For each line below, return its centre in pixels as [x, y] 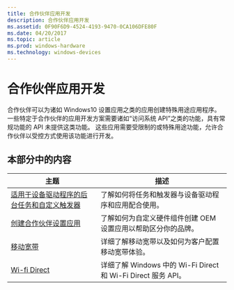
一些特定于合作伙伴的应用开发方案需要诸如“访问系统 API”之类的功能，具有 [113, 118]
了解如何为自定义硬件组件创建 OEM [158, 218]
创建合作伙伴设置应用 [46, 223]
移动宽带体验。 [125, 252]
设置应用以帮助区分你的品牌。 [149, 228]
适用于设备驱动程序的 [46, 194]
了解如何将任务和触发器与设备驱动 [156, 194]
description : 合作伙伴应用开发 [48, 20]
